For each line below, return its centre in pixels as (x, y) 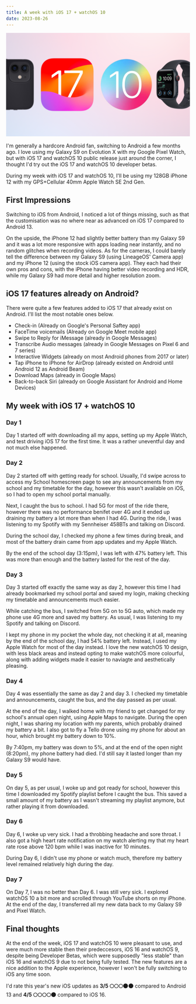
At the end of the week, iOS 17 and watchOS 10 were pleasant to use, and (94, 943)
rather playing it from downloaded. (48, 806)
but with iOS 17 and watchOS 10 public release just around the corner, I (91, 158)
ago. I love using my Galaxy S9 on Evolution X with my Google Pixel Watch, (96, 152)
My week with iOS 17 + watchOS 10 (71, 406)
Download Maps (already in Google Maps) (65, 375)
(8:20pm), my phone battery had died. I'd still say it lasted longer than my (94, 754)
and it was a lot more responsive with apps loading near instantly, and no (94, 244)
